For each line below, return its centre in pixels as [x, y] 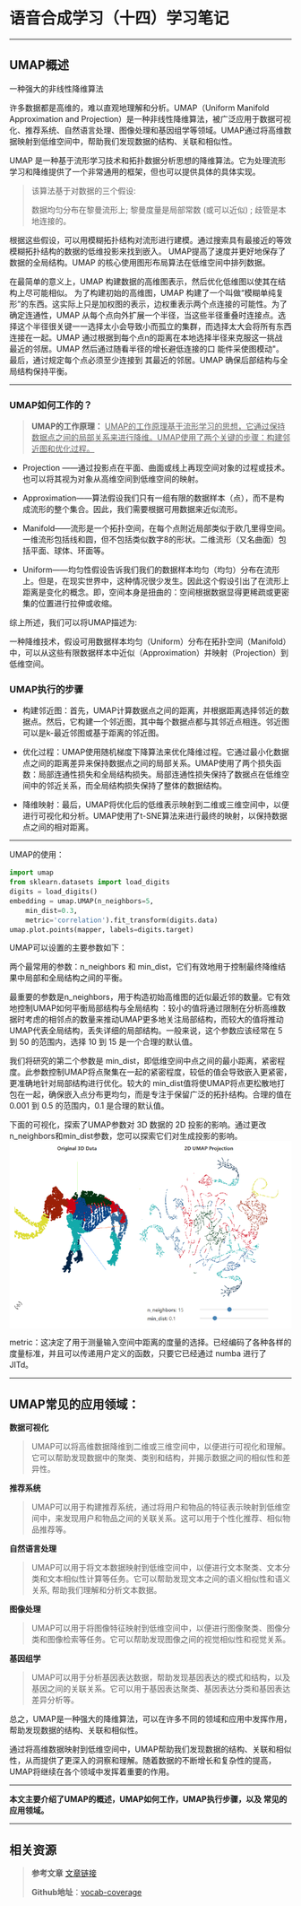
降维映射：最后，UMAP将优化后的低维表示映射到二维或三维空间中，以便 [155, 805]
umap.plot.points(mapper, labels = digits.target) [102, 929]
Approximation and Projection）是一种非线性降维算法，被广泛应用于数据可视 [150, 118]
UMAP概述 [39, 65]
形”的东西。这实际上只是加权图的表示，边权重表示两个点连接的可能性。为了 [149, 304]
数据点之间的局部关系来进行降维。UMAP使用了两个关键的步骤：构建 [157, 438]
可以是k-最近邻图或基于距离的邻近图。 [93, 733]
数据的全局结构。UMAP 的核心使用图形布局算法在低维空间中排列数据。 [140, 262]
